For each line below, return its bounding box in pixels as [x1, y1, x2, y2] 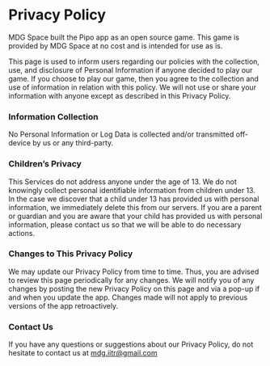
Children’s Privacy [8, 158, 82, 170]
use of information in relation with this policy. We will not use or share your [8, 82, 257, 92]
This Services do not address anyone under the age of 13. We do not [8, 176, 237, 187]
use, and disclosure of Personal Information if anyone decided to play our [8, 65, 253, 74]
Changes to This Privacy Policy [8, 248, 133, 259]
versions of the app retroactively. [8, 301, 119, 310]
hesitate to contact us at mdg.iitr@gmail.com [8, 348, 158, 358]
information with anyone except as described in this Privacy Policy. [8, 90, 231, 100]
